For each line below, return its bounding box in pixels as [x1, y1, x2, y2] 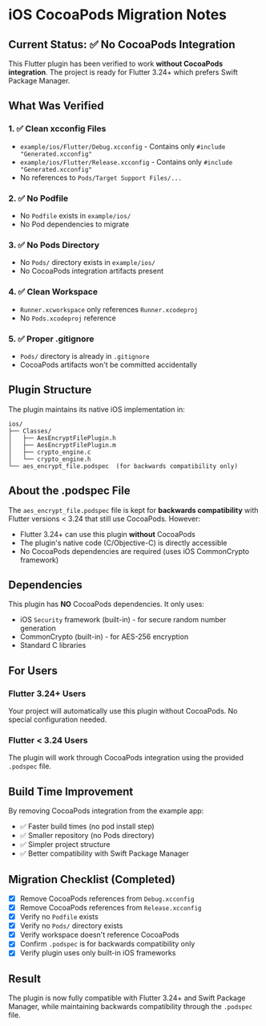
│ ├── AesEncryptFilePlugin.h [8, 434, 116, 442]
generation [19, 624, 56, 633]
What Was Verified [8, 99, 104, 113]
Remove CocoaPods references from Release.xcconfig [19, 902, 202, 912]
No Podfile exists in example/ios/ [19, 210, 131, 220]
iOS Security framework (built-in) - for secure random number [19, 615, 227, 625]
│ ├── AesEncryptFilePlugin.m [8, 441, 116, 449]
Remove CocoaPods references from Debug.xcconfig [19, 894, 195, 903]
